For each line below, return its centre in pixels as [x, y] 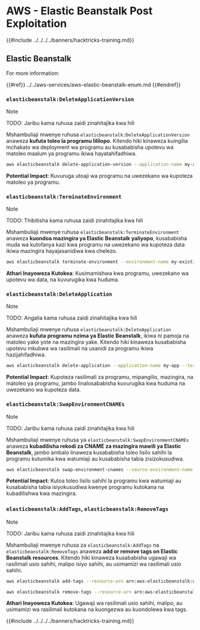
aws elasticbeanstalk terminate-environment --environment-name [87, 262]
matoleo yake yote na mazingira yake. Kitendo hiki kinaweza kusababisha [96, 342]
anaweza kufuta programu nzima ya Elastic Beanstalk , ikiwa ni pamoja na [98, 336]
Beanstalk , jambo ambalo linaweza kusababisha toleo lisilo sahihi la [89, 452]
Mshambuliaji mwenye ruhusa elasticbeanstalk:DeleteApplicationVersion [98, 134]
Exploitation [37, 23]
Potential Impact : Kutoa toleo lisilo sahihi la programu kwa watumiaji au [94, 481]
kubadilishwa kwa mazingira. [42, 493]
